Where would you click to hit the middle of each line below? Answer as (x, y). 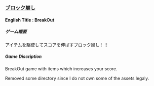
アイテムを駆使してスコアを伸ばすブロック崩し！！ (57, 45)
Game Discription (23, 57)
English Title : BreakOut (30, 20)
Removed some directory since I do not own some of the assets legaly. (77, 78)
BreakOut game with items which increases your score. (61, 69)
